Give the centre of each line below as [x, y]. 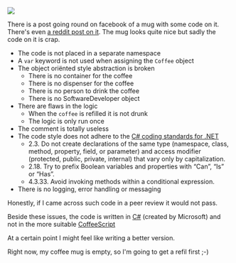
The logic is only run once [66, 121]
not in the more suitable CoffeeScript [61, 224]
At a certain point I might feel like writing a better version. [91, 238]
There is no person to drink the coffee [84, 91]
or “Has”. [41, 174]
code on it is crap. [34, 39]
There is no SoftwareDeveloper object [84, 98]
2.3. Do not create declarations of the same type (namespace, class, [128, 144]
